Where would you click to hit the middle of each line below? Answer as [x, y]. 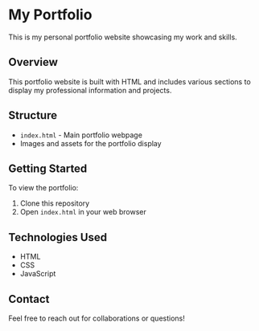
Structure [33, 115]
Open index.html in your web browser [83, 212]
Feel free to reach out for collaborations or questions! [97, 318]
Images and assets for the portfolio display [91, 143]
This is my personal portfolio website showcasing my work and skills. [123, 37]
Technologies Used [58, 237]
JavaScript [38, 274]
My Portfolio [50, 15]
